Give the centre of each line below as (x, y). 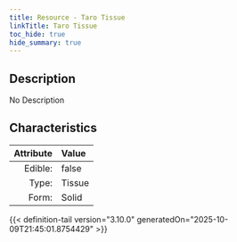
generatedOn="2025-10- (183, 219)
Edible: (38, 168)
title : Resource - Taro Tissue (67, 17)
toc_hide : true (37, 34)
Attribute (33, 153)
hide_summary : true (45, 42)
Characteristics (53, 128)
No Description (37, 100)
